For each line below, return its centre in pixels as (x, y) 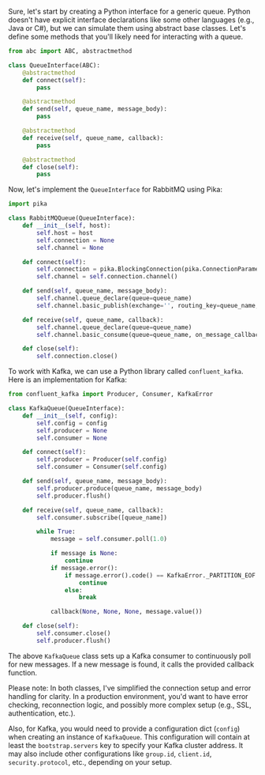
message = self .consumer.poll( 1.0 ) (109, 539)
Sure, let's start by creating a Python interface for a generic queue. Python (129, 11)
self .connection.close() (77, 356)
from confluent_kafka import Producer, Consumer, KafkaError (111, 395)
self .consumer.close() (74, 633)
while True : (56, 532)
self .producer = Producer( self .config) (102, 459)
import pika (28, 204)
